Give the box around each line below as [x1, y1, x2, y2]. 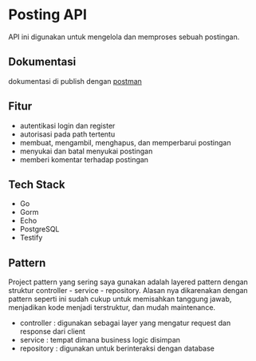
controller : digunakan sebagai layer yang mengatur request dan [19, 318, 231, 328]
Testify [19, 233, 43, 243]
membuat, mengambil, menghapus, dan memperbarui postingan [19, 137, 231, 147]
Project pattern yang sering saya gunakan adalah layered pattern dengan [8, 277, 249, 287]
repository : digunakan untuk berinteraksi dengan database [19, 343, 215, 353]
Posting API [8, 6, 88, 24]
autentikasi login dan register [19, 121, 116, 130]
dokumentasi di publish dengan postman [8, 76, 142, 85]
